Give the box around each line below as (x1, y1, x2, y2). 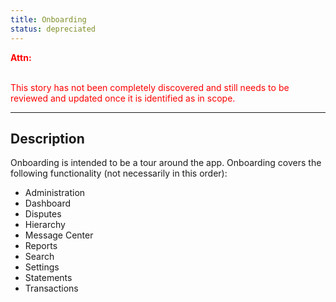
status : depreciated (10, 24, 97, 34)
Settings (24, 261, 60, 273)
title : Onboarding (10, 14, 87, 25)
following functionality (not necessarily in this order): (10, 167, 228, 180)
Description (10, 130, 85, 147)
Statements (24, 272, 73, 284)
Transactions (24, 282, 79, 295)
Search (24, 251, 55, 263)
